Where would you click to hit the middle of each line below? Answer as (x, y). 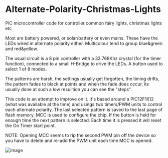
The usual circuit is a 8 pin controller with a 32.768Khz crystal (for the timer (83, 58)
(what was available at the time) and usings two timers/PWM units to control (84, 104)
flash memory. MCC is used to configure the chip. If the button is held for (81, 115)
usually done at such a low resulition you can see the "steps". (68, 89)
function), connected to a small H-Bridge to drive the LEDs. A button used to (84, 63)
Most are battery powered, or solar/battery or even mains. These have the (81, 38)
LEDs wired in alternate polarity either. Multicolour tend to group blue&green (84, 43)
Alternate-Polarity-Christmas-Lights (83, 9)
